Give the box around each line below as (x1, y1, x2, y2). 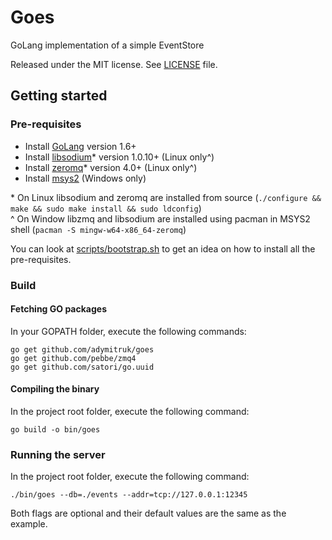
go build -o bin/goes (10, 424, 101, 435)
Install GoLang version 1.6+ (24, 140, 137, 152)
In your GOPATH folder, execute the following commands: (10, 325, 247, 337)
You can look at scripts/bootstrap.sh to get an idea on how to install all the (10, 242, 316, 255)
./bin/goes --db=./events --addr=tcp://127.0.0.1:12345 (10, 490, 248, 500)
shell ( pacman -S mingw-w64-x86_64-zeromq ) (10, 223, 187, 235)
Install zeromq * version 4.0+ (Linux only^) (24, 161, 198, 173)
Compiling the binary (10, 383, 100, 395)
